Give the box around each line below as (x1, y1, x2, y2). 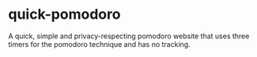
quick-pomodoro (8, 5, 121, 23)
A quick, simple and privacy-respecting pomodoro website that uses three (8, 31, 250, 41)
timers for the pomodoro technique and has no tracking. (8, 39, 191, 48)
